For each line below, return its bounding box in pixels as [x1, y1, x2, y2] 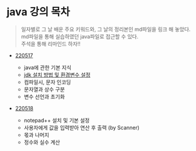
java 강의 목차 [6, 5, 70, 19]
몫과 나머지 [23, 131, 49, 138]
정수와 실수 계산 [23, 138, 60, 146]
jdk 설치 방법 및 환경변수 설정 [23, 71, 91, 78]
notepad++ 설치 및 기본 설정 [23, 117, 90, 124]
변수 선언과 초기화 [23, 93, 65, 100]
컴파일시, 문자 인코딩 [23, 78, 71, 85]
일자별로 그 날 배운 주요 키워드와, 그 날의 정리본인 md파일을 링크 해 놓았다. [20, 26, 191, 33]
